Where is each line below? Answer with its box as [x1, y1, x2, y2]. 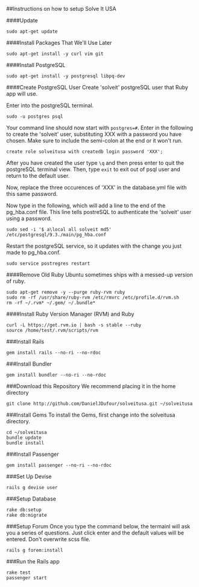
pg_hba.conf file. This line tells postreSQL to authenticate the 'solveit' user [6, 209, 192, 215]
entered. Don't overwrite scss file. [6, 536, 90, 543]
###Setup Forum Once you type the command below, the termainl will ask [6, 523, 191, 530]
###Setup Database [6, 495, 56, 502]
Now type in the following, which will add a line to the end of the [6, 202, 166, 209]
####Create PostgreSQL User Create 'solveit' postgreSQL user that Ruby [6, 84, 189, 91]
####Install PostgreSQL [6, 62, 66, 68]
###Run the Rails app [6, 558, 60, 565]
